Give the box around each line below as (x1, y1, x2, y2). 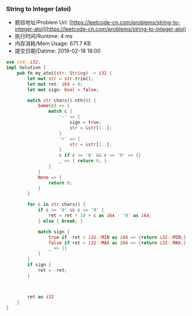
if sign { (27, 262, 51, 268)
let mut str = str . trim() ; (27, 76, 94, 82)
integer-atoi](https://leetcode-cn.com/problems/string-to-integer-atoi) (14, 25, 187, 33)
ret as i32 (27, 294, 54, 300)
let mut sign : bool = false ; (27, 86, 99, 93)
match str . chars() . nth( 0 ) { (27, 97, 96, 104)
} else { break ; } (37, 218, 83, 224)
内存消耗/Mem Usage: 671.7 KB (14, 40, 91, 47)
